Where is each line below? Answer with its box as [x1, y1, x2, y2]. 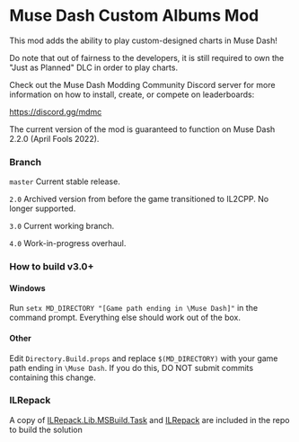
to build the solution [9, 424, 83, 435]
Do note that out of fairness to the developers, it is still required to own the [9, 52, 285, 63]
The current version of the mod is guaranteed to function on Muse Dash [9, 123, 276, 135]
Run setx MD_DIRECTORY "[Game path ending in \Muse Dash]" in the [9, 303, 259, 314]
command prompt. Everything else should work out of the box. [9, 312, 241, 323]
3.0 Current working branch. [9, 221, 115, 232]
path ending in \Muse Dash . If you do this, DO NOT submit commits [9, 362, 254, 373]
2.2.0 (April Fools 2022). [9, 133, 100, 144]
